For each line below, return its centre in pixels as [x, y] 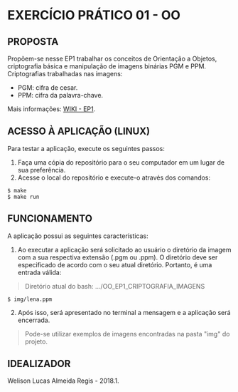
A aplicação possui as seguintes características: [78, 236]
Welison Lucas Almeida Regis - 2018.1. [63, 381]
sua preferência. [42, 170]
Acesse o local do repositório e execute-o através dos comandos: [114, 177]
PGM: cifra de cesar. [48, 88]
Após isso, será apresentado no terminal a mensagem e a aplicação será [124, 312]
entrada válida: [39, 272]
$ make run [23, 197]
